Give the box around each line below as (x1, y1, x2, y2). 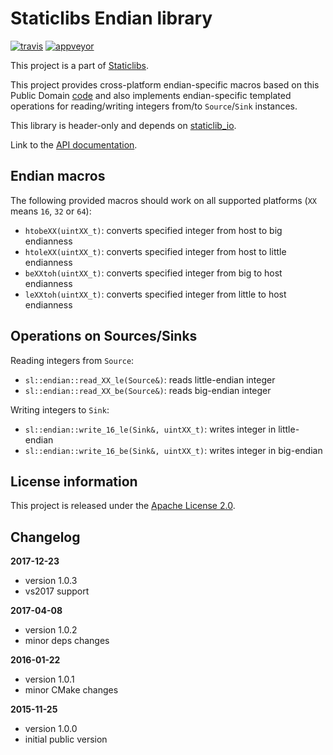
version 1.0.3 (24, 575, 78, 587)
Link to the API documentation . (10, 138, 138, 151)
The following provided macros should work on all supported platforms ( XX (10, 194, 317, 206)
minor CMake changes (24, 684, 119, 696)
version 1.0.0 (24, 723, 78, 735)
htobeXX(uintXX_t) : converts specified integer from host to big (24, 224, 283, 236)
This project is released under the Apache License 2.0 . (10, 500, 236, 512)
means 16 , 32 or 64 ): (10, 205, 92, 217)
